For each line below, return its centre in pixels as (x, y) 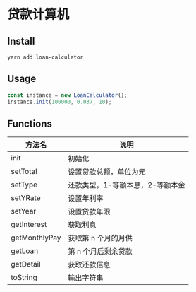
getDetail (26, 264)
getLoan (25, 251)
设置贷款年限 (89, 211)
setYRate (26, 198)
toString (24, 278)
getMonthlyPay (36, 238)
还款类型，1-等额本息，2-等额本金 (127, 185)
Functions (30, 123)
